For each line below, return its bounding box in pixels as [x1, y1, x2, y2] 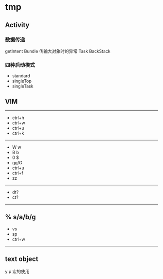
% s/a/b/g [5, 213, 36, 221]
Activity [5, 21, 30, 29]
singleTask [12, 83, 33, 89]
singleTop [12, 78, 32, 84]
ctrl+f [12, 170, 23, 176]
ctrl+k [12, 130, 24, 136]
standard [12, 73, 31, 79]
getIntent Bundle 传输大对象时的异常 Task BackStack [5, 48, 111, 54]
